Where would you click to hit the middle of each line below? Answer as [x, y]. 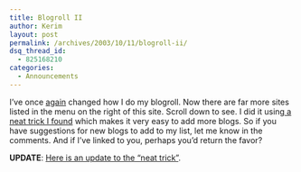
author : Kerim [36, 26]
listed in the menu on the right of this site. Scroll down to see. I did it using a [150, 111]
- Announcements [48, 77]
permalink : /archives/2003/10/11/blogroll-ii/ [99, 43]
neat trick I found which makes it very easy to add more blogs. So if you [143, 121]
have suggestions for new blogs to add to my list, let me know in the [136, 131]
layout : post [34, 34]
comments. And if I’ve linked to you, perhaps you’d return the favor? [136, 140]
